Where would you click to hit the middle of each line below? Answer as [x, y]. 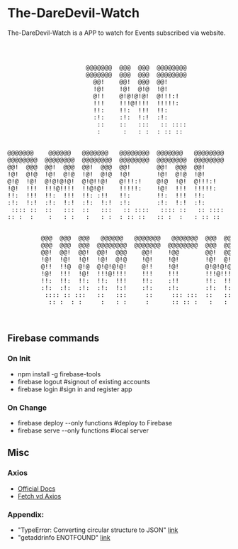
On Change [27, 408]
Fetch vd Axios [39, 496]
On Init [19, 359]
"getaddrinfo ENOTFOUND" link [64, 537]
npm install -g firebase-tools [59, 374]
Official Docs [36, 489]
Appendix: [26, 514]
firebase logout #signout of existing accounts [84, 381]
